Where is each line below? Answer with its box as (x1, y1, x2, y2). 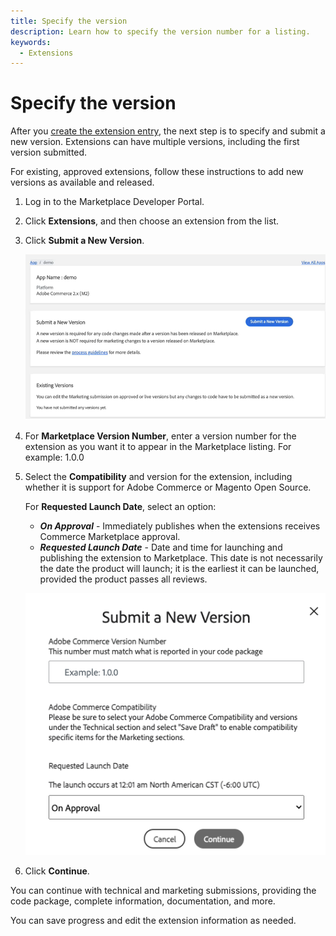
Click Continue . (24, 865, 90, 877)
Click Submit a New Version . (24, 235, 145, 247)
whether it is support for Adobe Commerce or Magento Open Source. (24, 481, 312, 494)
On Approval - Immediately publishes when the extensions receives (39, 520, 321, 532)
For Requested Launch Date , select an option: (24, 501, 217, 513)
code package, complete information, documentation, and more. (10, 895, 276, 907)
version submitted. (10, 146, 88, 159)
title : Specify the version (10, 16, 128, 26)
